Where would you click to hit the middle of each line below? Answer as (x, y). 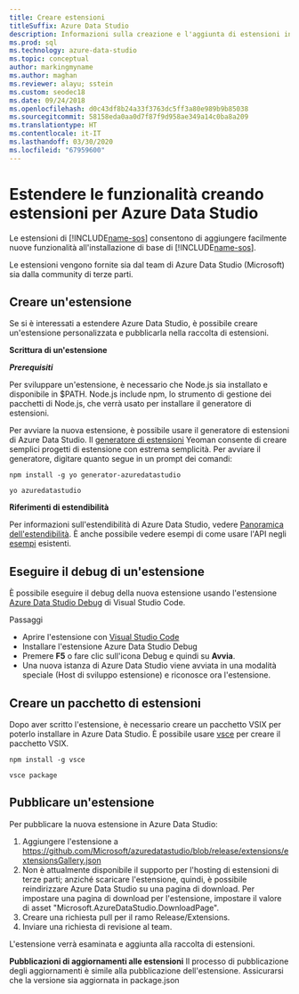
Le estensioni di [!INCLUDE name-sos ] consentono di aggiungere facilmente (148, 238)
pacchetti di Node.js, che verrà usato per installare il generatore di (130, 404)
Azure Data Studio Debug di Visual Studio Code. (97, 603)
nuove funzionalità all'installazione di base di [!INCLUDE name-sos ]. (133, 247)
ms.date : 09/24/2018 (48, 100)
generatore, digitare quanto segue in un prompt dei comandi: (121, 459)
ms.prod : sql (33, 42)
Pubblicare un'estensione (82, 803)
